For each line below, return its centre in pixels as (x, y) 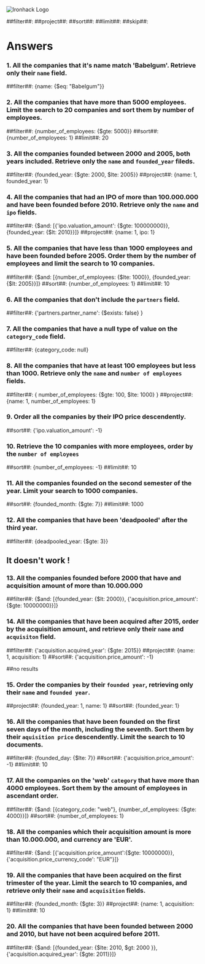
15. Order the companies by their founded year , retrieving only (100, 684)
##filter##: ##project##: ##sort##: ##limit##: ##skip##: (77, 21)
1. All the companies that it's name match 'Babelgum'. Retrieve (101, 66)
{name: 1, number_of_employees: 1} (51, 401)
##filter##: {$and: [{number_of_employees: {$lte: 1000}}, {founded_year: (99, 277)
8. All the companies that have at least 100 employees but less (101, 366)
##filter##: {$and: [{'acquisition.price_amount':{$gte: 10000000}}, (91, 852)
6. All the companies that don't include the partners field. (93, 299)
